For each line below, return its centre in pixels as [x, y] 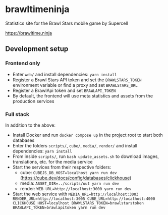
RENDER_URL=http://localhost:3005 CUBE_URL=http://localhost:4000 [84, 199]
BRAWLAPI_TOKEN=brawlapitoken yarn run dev [59, 207]
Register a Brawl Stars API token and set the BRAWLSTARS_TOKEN [77, 80]
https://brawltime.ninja [29, 33]
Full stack [17, 114]
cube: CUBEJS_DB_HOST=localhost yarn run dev [68, 172]
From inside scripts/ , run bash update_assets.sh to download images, [86, 156]
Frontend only [23, 63]
